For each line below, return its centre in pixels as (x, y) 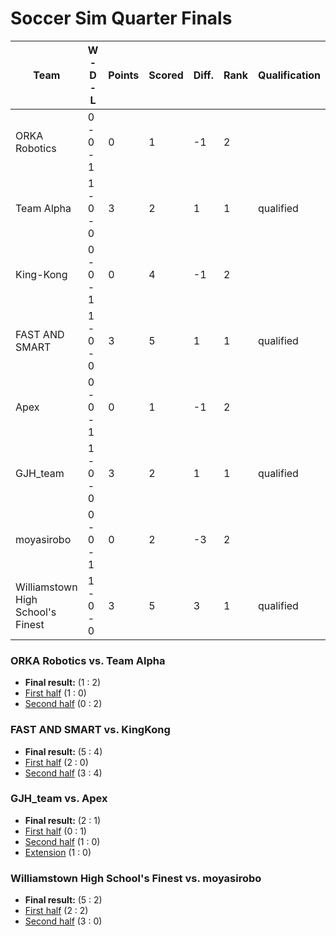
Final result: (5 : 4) (63, 751)
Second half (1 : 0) (62, 841)
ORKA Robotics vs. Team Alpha (88, 660)
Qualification (289, 75)
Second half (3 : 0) (63, 921)
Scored (166, 75)
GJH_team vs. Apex (59, 799)
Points (124, 75)
